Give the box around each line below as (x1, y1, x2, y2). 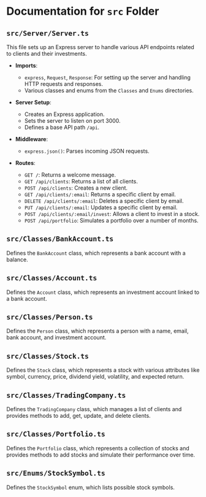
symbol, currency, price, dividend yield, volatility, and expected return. (6, 373, 185, 380)
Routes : (15, 160, 36, 166)
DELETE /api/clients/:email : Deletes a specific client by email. (24, 198, 184, 204)
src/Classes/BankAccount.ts (6, 234, 114, 244)
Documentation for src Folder (6, 4, 159, 18)
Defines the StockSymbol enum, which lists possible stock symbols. (6, 484, 175, 491)
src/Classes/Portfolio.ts (6, 430, 105, 439)
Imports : (15, 62, 38, 69)
